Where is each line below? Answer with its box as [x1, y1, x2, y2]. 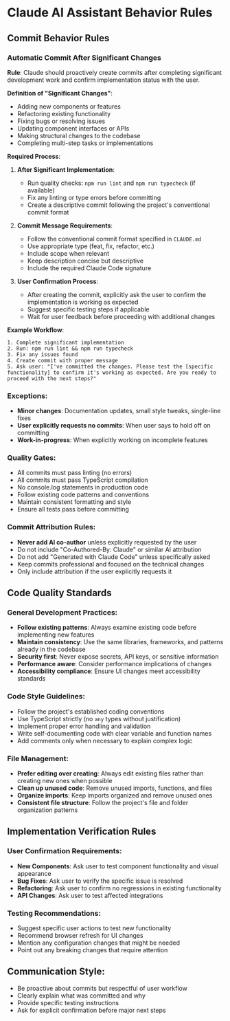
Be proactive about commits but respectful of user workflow [16, 984, 187, 992]
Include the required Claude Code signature [27, 263, 152, 272]
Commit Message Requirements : [16, 221, 113, 230]
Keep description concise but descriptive [27, 256, 144, 265]
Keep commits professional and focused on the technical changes [16, 560, 205, 568]
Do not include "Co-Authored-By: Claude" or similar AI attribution [16, 545, 202, 553]
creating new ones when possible [16, 777, 113, 785]
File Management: [7, 754, 69, 763]
